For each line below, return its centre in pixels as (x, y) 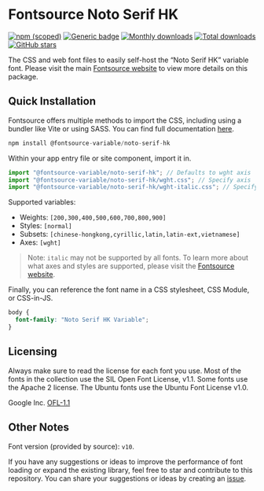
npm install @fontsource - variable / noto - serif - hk (89, 143)
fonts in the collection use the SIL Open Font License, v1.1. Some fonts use (128, 378)
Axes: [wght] (40, 242)
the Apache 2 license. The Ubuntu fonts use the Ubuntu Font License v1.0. (128, 387)
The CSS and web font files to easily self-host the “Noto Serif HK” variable (128, 60)
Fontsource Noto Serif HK (93, 15)
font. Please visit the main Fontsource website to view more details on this (128, 68)
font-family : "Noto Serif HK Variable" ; (82, 320)
